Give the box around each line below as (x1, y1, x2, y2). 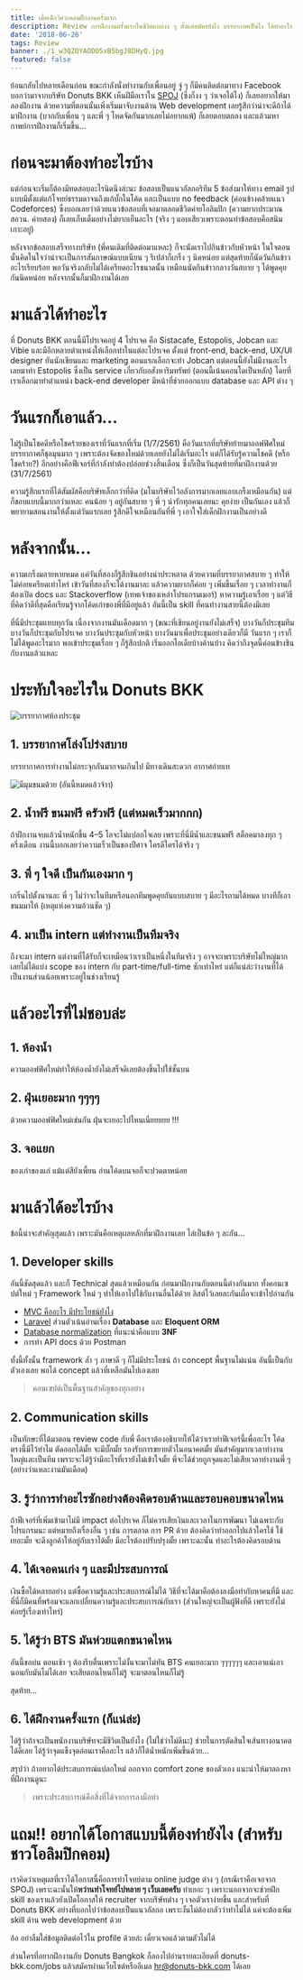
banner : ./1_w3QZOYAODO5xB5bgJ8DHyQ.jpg (10, 47, 165, 56)
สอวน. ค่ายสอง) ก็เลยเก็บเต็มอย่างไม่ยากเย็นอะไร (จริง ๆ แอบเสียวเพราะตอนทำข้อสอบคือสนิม (10, 213, 283, 224)
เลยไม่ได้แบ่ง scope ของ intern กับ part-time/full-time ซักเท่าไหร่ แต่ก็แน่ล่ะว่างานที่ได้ (10, 961, 284, 972)
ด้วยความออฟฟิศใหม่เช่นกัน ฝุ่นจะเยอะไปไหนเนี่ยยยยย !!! (10, 1114, 179, 1125)
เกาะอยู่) (10, 223, 34, 235)
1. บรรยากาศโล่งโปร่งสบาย (10, 737, 128, 752)
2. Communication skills (10, 1409, 149, 1425)
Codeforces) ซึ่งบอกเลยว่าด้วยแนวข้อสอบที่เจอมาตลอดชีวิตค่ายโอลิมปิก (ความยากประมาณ (10, 203, 283, 214)
